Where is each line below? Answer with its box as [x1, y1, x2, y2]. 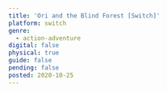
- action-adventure [15, 34, 81, 42]
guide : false [8, 57, 52, 65]
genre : [8, 26, 31, 34]
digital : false [8, 42, 60, 50]
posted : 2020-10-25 [8, 71, 74, 79]
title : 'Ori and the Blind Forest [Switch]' [8, 11, 161, 20]
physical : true [8, 49, 60, 57]
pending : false [8, 64, 60, 72]
